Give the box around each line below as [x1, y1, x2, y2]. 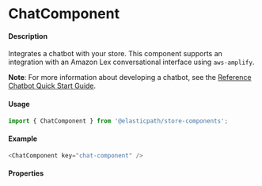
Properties [8, 169, 44, 178]
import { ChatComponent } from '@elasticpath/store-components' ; [8, 116, 228, 125]
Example [8, 134, 38, 143]
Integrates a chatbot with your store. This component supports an [8, 49, 223, 59]
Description [8, 31, 48, 40]
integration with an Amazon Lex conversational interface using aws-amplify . [8, 57, 255, 67]
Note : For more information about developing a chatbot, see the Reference [8, 73, 252, 82]
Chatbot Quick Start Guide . [8, 81, 97, 91]
